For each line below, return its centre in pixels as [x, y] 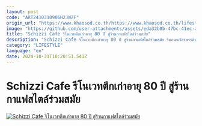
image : [14, 28]
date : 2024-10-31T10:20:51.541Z [47, 56]
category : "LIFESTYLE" [35, 46]
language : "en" [25, 51]
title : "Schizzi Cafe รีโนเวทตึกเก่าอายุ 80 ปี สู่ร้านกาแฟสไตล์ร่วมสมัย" [78, 34]
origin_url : [21, 23]
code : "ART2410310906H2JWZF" [43, 17]
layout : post [23, 12]
